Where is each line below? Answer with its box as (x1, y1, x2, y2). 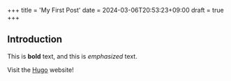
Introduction (7, 34, 63, 45)
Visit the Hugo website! (7, 66, 75, 74)
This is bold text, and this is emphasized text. (7, 52, 137, 60)
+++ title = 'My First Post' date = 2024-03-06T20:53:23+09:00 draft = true (7, 6, 225, 14)
